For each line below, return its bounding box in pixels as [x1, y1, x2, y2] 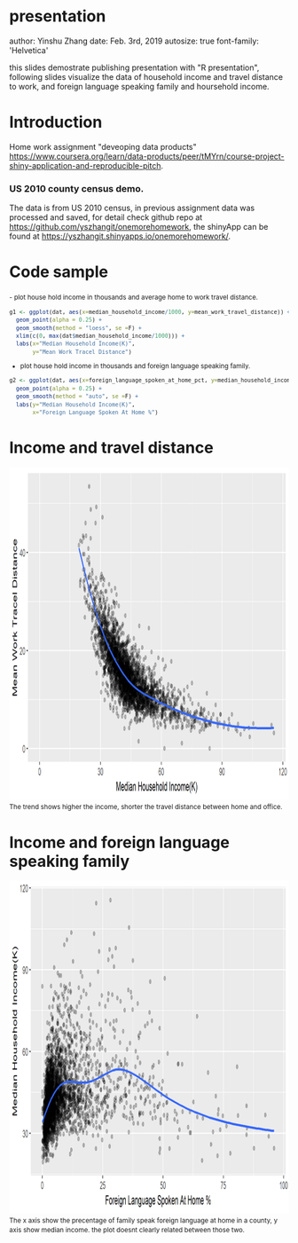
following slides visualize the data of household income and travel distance [9, 71, 284, 82]
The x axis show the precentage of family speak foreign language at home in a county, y [9, 1216, 278, 1225]
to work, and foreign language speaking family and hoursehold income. [9, 81, 270, 91]
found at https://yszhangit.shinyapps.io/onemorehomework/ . [9, 231, 231, 241]
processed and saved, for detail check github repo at [9, 212, 203, 223]
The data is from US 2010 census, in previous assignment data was [9, 202, 255, 214]
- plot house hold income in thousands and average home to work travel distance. [9, 293, 259, 303]
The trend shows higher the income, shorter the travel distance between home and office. [9, 803, 283, 812]
